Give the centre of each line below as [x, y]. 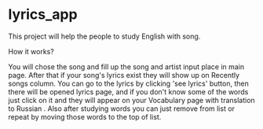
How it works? [31, 51]
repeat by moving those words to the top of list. [85, 116]
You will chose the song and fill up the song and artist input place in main [126, 66]
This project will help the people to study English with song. [104, 36]
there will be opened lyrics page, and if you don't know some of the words [128, 91]
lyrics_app [43, 15]
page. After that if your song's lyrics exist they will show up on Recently [124, 75]
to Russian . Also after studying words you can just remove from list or [122, 109]
